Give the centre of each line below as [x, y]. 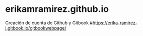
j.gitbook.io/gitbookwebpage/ [36, 28]
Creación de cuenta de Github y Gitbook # [49, 23]
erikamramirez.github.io [57, 9]
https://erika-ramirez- [115, 23]
